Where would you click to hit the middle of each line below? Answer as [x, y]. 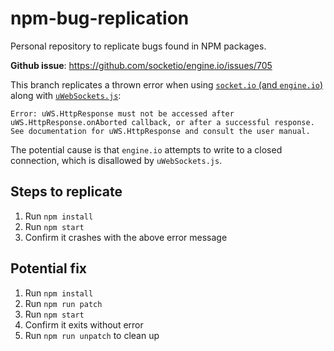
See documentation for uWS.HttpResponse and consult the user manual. [160, 131]
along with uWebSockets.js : [66, 95]
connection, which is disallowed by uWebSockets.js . [116, 160]
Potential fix [49, 268]
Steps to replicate [66, 192]
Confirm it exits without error [84, 324]
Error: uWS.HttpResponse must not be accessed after [122, 113]
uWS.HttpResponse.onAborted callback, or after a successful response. [162, 122]
